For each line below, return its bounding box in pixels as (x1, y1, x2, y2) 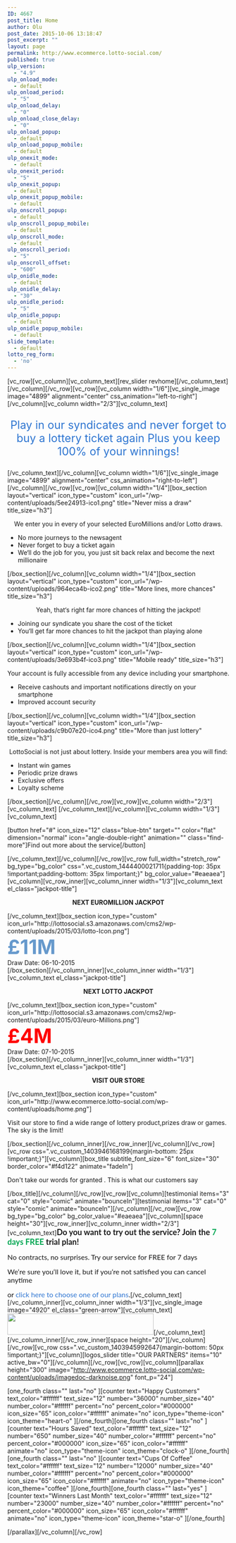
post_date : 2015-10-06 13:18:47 (7, 30, 102, 37)
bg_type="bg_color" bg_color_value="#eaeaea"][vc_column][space (7, 1212, 204, 1220)
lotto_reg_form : (7, 351, 55, 358)
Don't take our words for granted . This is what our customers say (7, 1176, 199, 1184)
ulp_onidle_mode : (7, 272, 58, 279)
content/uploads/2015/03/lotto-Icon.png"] (7, 927, 130, 935)
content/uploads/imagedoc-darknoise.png (7, 1373, 131, 1382)
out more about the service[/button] (41, 841, 146, 849)
